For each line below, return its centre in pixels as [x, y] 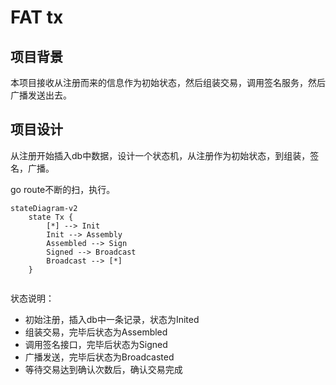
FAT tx [37, 17]
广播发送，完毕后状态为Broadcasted [99, 357]
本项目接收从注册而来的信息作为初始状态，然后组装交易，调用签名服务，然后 [168, 82]
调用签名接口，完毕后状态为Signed [96, 344]
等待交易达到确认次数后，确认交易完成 [103, 369]
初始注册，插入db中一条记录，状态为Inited [112, 319]
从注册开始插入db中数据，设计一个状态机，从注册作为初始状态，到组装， [160, 155]
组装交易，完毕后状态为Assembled [96, 332]
